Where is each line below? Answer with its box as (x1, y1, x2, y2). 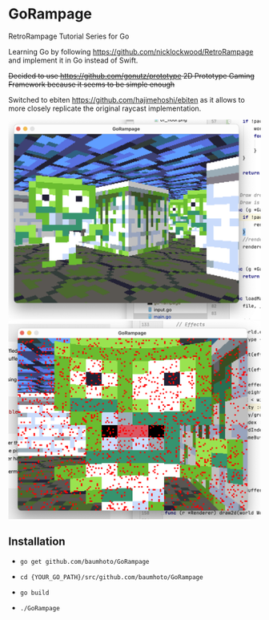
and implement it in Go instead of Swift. (8, 55, 139, 65)
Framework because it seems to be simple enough (8, 79, 175, 89)
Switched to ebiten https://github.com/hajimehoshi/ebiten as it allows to (8, 95, 246, 104)
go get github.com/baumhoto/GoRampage (19, 557, 150, 565)
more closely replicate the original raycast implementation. (8, 103, 202, 113)
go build (19, 589, 50, 597)
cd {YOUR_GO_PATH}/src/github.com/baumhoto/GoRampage (19, 573, 203, 582)
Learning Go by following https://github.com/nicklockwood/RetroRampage (8, 47, 254, 56)
